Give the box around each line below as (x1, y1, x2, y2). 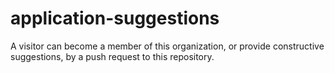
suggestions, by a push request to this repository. (10, 50, 215, 62)
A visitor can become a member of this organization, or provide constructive (10, 40, 325, 52)
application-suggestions (10, 7, 220, 30)
